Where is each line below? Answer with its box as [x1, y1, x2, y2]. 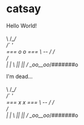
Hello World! [6, 22, 37, 29]
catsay [6, 2, 41, 16]
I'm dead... [6, 73, 33, 80]
